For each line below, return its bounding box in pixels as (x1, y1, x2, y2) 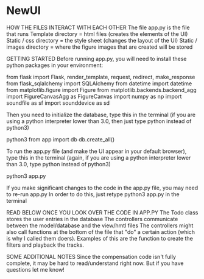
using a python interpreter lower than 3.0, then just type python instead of (6, 117, 192, 125)
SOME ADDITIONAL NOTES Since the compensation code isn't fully (6, 253, 177, 260)
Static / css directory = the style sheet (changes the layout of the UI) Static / (6, 37, 198, 44)
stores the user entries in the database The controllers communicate (6, 215, 178, 222)
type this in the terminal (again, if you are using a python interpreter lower (6, 154, 191, 161)
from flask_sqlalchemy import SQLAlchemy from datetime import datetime (6, 80, 192, 87)
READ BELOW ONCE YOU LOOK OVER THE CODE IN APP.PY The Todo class (6, 208, 199, 216)
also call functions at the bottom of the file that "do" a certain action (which (6, 228, 195, 235)
